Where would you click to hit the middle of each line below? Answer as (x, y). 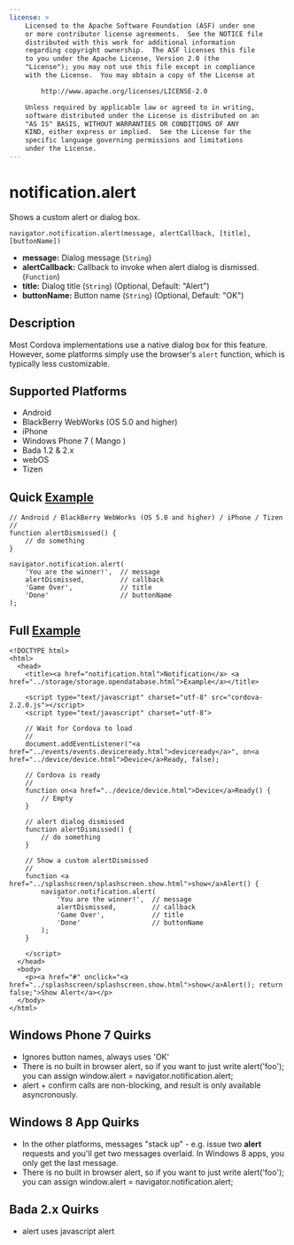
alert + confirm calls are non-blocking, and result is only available (141, 1085)
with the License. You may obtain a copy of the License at (140, 75)
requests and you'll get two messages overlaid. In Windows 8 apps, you (153, 1153)
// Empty (57, 799)
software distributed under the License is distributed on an (142, 115)
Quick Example (52, 497)
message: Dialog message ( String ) (87, 258)
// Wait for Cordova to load (79, 729)
